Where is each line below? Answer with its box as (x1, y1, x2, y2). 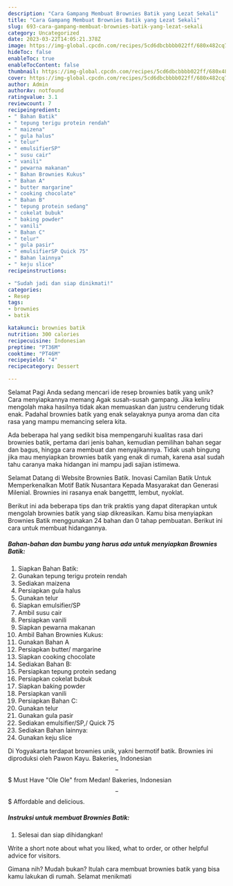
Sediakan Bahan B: (17, 660, 72, 668)
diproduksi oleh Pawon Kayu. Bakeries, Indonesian (8, 754, 152, 762)
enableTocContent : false (8, 62, 80, 68)
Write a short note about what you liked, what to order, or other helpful (8, 844, 209, 852)
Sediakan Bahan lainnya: (17, 726, 88, 734)
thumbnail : (8, 68, 39, 75)
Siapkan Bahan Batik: (17, 564, 79, 573)
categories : (8, 286, 42, 293)
